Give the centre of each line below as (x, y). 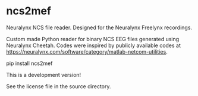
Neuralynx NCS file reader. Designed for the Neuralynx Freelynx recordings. (99, 27)
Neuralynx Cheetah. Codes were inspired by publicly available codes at (94, 45)
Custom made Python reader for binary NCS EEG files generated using (93, 39)
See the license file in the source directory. (59, 86)
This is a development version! (44, 75)
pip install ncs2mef (29, 63)
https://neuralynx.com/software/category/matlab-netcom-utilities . (87, 51)
